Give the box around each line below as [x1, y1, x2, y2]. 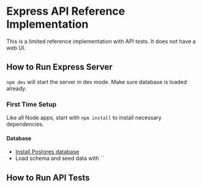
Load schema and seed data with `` [15, 155, 104, 162]
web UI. [6, 44, 26, 52]
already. [6, 85, 27, 92]
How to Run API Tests [6, 172, 90, 183]
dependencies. [6, 121, 44, 128]
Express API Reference [6, 4, 125, 18]
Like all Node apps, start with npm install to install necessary [6, 114, 162, 121]
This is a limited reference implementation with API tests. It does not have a [6, 37, 196, 45]
